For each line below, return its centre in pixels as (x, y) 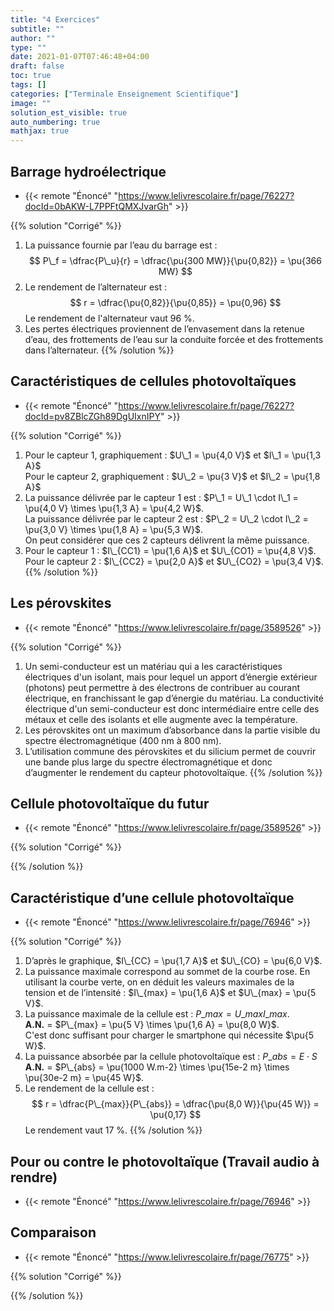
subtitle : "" (37, 29)
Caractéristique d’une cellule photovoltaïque (152, 897)
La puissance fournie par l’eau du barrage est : (121, 245)
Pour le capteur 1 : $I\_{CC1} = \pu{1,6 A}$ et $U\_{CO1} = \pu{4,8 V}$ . (170, 550)
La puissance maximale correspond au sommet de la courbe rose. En (167, 972)
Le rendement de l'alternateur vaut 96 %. (109, 318)
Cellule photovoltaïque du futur (110, 803)
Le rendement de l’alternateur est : (96, 287)
